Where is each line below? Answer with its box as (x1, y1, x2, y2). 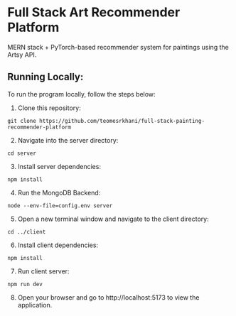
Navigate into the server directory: (17, 136, 119, 144)
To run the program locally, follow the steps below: (7, 89, 156, 98)
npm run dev (7, 280, 43, 288)
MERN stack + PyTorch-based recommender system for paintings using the (7, 43, 229, 51)
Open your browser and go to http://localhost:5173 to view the (17, 293, 200, 302)
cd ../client (7, 228, 46, 235)
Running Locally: (7, 71, 84, 83)
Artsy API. (7, 50, 37, 59)
